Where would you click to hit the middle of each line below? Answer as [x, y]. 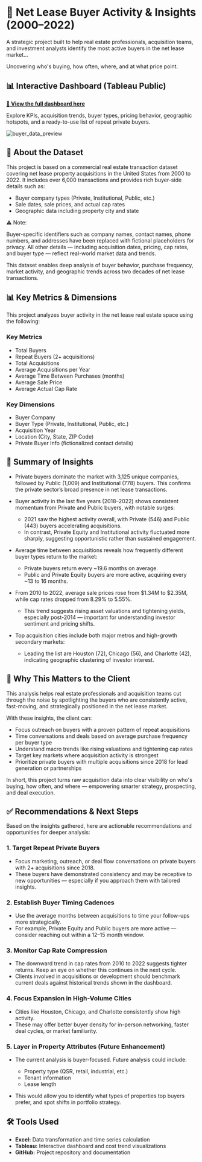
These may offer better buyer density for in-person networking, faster [102, 1024]
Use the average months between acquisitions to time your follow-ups [102, 916]
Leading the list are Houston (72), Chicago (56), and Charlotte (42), [108, 653]
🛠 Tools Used [33, 1122]
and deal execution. [31, 792]
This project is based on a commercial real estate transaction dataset [92, 167]
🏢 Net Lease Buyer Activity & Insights [101, 12]
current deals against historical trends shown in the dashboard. [93, 983]
